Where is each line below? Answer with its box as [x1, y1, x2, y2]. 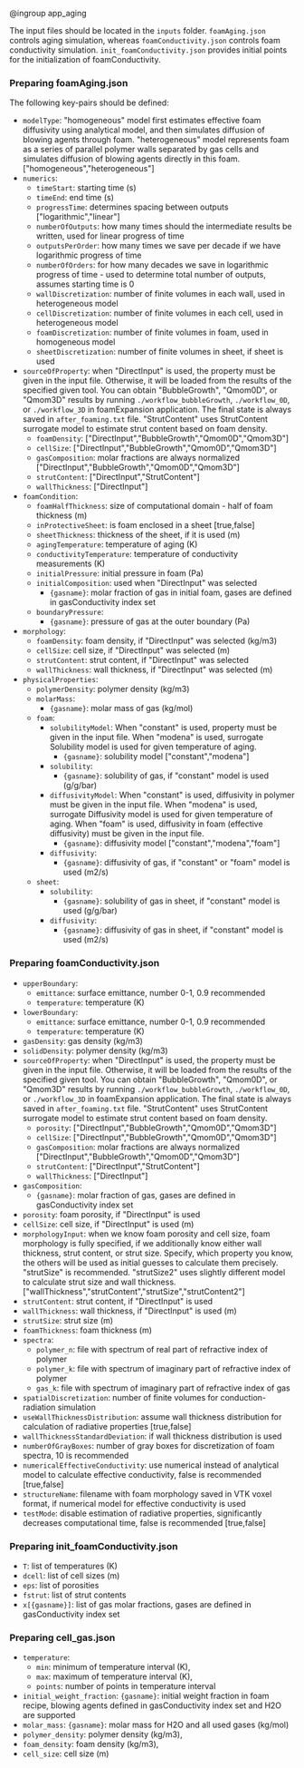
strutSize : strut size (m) [22, 1314, 114, 1325]
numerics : [22, 172, 59, 184]
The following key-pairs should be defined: [9, 97, 169, 108]
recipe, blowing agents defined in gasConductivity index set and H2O [22, 1700, 282, 1711]
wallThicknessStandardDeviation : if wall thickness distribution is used [22, 1431, 282, 1441]
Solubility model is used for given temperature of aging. [49, 741, 257, 752]
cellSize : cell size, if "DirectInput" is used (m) [22, 1218, 195, 1229]
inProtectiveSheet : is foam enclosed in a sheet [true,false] [35, 520, 255, 531]
